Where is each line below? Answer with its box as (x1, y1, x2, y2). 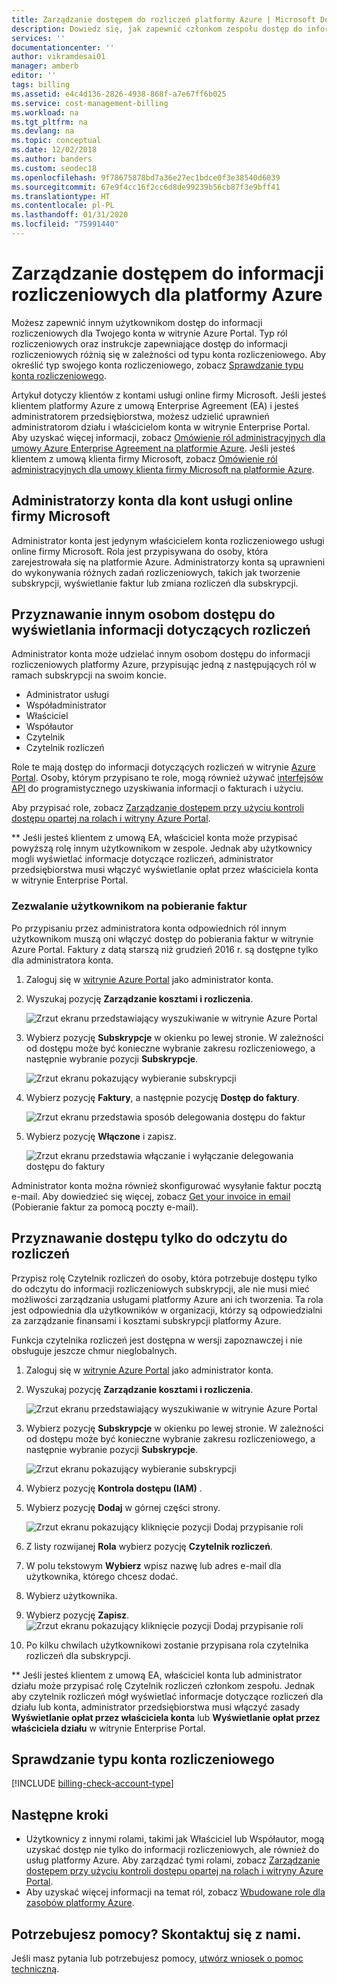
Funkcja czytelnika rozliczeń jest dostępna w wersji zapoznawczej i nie (11, 1334, 303, 1346)
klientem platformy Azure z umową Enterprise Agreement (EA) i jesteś (11, 399, 299, 411)
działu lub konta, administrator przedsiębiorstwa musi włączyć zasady (11, 1701, 301, 1713)
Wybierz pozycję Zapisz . (25, 1609, 130, 1621)
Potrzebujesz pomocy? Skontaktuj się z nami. (11, 1926, 302, 1943)
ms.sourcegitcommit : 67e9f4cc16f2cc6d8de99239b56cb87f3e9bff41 (11, 182, 281, 192)
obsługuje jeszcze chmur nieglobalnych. (11, 1344, 178, 1356)
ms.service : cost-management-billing (11, 98, 169, 108)
